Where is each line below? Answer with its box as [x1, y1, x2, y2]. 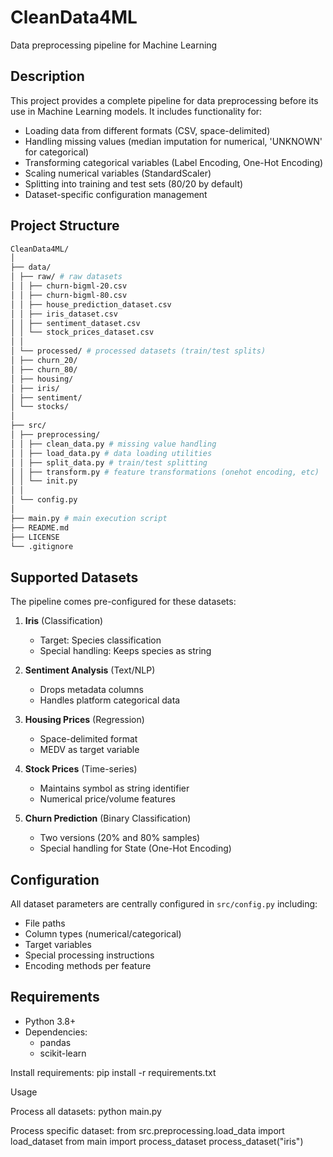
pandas [39, 1036, 72, 1048]
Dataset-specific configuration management [24, 188, 208, 200]
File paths [24, 917, 66, 930]
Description [10, 68, 85, 85]
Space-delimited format [39, 733, 138, 745]
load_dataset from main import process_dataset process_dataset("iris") [10, 1135, 304, 1147]
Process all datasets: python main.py [10, 1105, 162, 1117]
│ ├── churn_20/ [10, 356, 78, 366]
